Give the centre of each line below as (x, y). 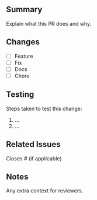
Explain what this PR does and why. (49, 23)
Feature (24, 56)
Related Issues (33, 144)
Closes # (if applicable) (34, 158)
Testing (20, 95)
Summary (24, 10)
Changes (23, 42)
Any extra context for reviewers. (45, 191)
